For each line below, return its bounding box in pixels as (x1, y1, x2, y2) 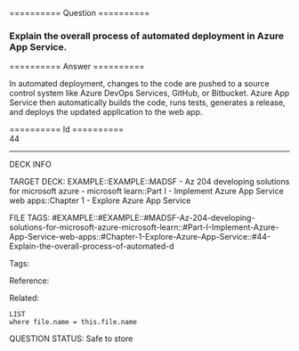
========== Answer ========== (9, 61, 145, 72)
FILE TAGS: (9, 213, 51, 224)
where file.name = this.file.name (9, 318, 138, 327)
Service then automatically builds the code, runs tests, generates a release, (9, 97, 286, 108)
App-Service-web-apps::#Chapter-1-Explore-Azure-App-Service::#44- (9, 232, 271, 242)
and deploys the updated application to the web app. (9, 107, 203, 118)
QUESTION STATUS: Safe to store (9, 333, 133, 344)
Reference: (9, 275, 50, 286)
